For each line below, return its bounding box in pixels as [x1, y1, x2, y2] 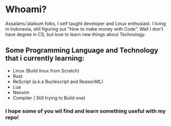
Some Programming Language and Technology [5, 46, 159, 55]
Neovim [12, 89, 30, 95]
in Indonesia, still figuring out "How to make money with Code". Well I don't [5, 26, 164, 32]
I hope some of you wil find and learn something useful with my [5, 107, 166, 114]
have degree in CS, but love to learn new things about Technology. [5, 31, 146, 37]
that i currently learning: [5, 54, 84, 63]
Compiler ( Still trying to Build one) [12, 94, 85, 100]
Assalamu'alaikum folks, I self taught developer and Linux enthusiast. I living [5, 20, 166, 27]
